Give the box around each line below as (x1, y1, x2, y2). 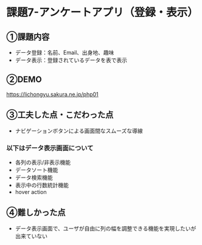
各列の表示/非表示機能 (15, 159, 71, 166)
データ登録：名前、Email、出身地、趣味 (15, 49, 114, 56)
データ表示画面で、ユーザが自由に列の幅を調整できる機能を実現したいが (15, 224, 197, 232)
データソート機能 (15, 166, 58, 173)
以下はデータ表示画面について (6, 143, 94, 152)
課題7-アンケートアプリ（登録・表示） (6, 5, 199, 19)
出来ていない (15, 232, 47, 240)
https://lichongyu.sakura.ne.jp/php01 (6, 91, 99, 98)
